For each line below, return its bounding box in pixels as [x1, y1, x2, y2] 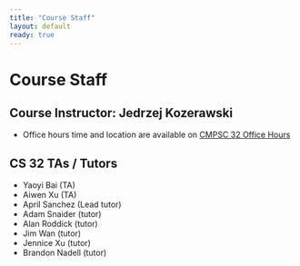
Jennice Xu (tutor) [22, 238, 91, 249]
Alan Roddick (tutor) [22, 219, 98, 230]
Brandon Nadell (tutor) [22, 247, 107, 259]
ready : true [9, 30, 55, 39]
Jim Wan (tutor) [22, 228, 82, 239]
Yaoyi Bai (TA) [22, 180, 75, 191]
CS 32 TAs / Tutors [9, 155, 118, 171]
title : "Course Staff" [9, 13, 95, 23]
